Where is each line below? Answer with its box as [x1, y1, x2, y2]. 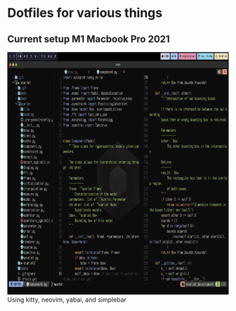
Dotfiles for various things [7, 5, 163, 21]
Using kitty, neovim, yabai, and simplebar [7, 295, 127, 304]
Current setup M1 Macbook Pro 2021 [7, 33, 170, 45]
